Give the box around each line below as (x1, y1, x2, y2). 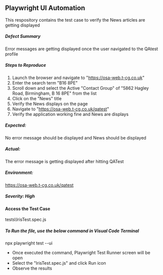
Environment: (5, 169, 33, 176)
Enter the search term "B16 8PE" (12, 80, 78, 85)
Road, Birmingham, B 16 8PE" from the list (12, 90, 97, 96)
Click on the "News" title (12, 95, 62, 101)
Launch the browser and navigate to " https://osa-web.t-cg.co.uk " (12, 75, 145, 81)
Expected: (5, 122, 26, 128)
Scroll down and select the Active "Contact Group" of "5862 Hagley (12, 85, 149, 91)
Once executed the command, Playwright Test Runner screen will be (12, 250, 151, 256)
